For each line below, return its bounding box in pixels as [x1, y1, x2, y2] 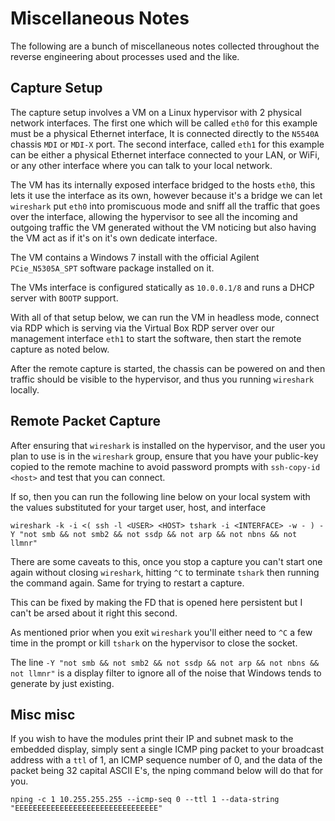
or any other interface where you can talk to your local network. [10, 159, 273, 171]
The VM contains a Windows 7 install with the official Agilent [10, 251, 260, 263]
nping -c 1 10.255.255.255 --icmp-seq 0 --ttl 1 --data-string [10, 795, 280, 805]
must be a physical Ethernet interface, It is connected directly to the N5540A [10, 127, 320, 139]
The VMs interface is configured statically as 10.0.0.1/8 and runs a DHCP [10, 281, 315, 293]
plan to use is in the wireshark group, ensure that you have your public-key [10, 450, 319, 462]
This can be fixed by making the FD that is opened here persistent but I [10, 596, 303, 608]
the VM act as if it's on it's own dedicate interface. [10, 232, 218, 244]
